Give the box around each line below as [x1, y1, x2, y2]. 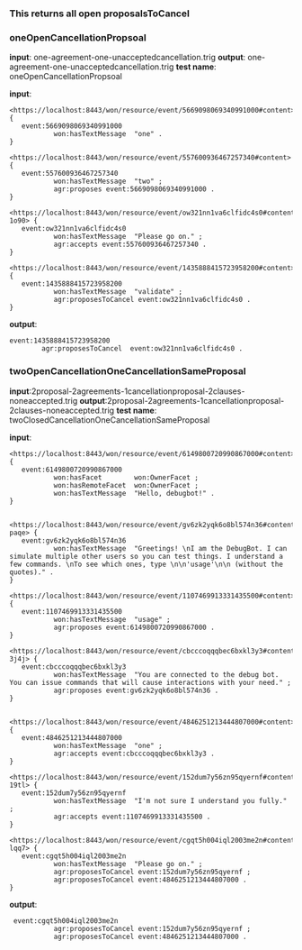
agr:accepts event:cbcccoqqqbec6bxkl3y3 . [53, 749, 216, 758]
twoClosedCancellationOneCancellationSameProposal [9, 414, 210, 425]
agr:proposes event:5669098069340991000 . [53, 185, 216, 194]
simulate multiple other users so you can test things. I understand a [9, 552, 283, 561]
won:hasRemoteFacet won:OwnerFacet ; [53, 480, 200, 489]
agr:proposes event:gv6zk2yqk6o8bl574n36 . [53, 686, 219, 695]
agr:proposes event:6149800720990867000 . [53, 623, 216, 632]
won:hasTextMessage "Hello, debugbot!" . [53, 489, 216, 498]
